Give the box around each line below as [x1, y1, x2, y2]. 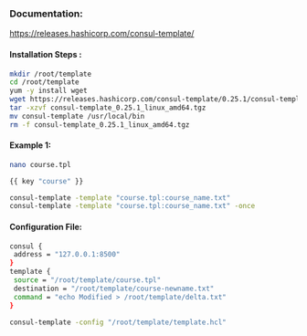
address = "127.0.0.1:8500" [13, 250, 121, 259]
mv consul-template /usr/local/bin [9, 111, 145, 121]
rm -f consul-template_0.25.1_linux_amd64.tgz [9, 120, 190, 130]
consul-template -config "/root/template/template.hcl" [9, 318, 227, 327]
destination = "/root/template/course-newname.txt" [13, 284, 215, 293]
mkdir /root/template [9, 69, 92, 79]
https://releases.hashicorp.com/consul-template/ [9, 28, 195, 39]
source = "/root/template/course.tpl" [13, 276, 162, 285]
